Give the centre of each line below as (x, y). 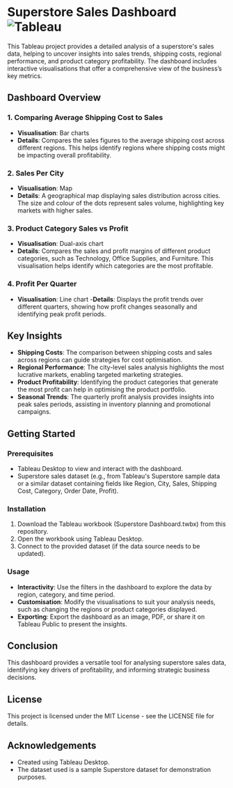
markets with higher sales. (55, 210)
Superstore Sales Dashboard (92, 12)
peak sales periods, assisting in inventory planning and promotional (114, 404)
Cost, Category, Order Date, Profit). (68, 491)
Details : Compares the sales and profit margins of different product (114, 251)
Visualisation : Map (45, 188)
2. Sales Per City (36, 173)
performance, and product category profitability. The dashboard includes (112, 61)
